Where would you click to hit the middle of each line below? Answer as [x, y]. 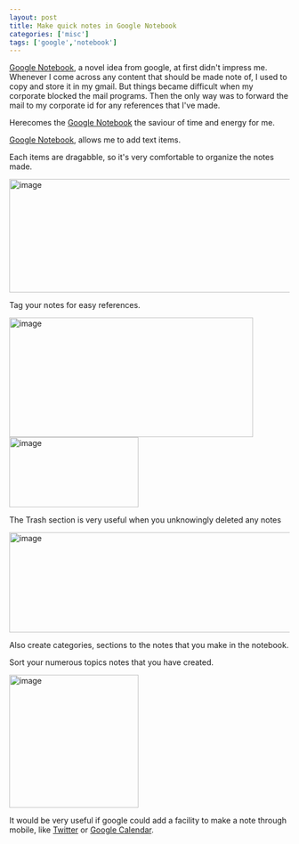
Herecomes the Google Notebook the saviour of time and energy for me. [142, 123]
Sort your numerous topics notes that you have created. [112, 662]
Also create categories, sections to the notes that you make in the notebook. [149, 645]
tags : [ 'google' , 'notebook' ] [63, 42]
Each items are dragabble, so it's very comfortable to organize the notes [141, 158]
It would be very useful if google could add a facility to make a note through [148, 821]
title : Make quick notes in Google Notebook [93, 26]
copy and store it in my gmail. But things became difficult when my [131, 86]
